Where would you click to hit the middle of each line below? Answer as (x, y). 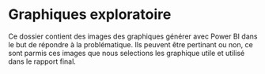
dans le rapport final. (42, 61)
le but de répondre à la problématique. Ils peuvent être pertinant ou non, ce (131, 44)
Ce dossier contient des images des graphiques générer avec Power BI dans (133, 36)
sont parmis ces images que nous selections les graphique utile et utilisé (127, 53)
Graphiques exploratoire (90, 15)
